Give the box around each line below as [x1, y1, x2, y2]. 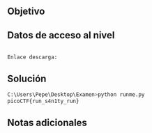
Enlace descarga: [7, 54, 58, 61]
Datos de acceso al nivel [7, 29, 115, 41]
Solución [7, 72, 47, 84]
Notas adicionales [7, 117, 87, 129]
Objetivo [7, 6, 45, 17]
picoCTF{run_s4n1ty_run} [7, 97, 79, 104]
